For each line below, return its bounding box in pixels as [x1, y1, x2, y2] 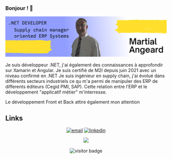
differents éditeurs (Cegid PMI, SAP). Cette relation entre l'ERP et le [5, 84, 147, 90]
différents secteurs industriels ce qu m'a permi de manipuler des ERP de [5, 78, 158, 84]
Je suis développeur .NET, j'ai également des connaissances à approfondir [5, 62, 163, 68]
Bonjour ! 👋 [5, 5, 33, 12]
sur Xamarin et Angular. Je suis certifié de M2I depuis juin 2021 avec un [5, 67, 157, 74]
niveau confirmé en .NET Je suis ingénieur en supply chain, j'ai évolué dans [5, 73, 165, 79]
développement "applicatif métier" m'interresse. [5, 89, 107, 95]
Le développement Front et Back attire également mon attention [5, 99, 140, 105]
